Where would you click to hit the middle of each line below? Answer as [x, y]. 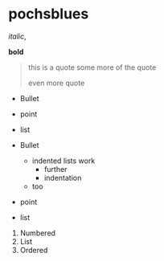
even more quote [56, 83]
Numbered [38, 233]
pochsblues [49, 14]
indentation [63, 177]
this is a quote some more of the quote [92, 67]
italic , [17, 36]
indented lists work [64, 161]
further [55, 169]
